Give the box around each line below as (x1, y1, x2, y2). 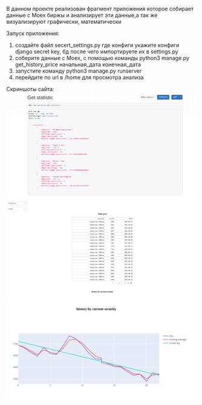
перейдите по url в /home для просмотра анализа (15, 74, 144, 81)
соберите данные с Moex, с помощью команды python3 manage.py (15, 55, 189, 61)
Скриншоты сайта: (6, 85, 54, 93)
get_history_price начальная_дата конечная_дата (15, 61, 141, 68)
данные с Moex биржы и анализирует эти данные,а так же (6, 12, 158, 19)
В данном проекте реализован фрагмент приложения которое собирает (6, 5, 194, 12)
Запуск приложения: (6, 30, 60, 37)
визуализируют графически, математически (6, 18, 122, 25)
